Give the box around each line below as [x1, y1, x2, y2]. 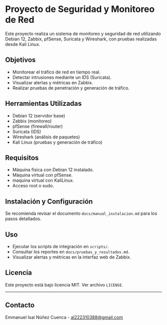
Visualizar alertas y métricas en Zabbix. [12, 79, 93, 85]
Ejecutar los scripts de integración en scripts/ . [12, 244, 109, 249]
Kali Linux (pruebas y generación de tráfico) [12, 139, 103, 145]
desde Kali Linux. [5, 41, 41, 47]
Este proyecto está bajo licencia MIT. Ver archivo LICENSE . [5, 282, 123, 288]
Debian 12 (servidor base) [12, 112, 66, 118]
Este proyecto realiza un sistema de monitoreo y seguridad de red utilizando [5, 30, 162, 36]
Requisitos [5, 153, 39, 162]
